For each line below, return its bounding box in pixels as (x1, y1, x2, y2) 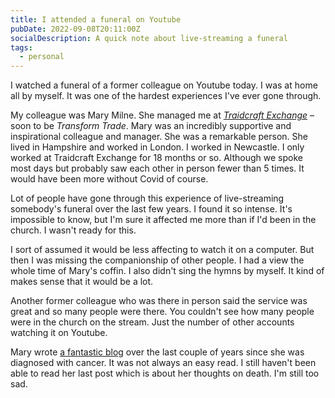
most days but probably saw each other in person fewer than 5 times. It (10, 162, 305, 175)
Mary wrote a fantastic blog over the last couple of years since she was (10, 346, 305, 358)
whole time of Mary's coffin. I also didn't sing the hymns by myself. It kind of (10, 265, 325, 277)
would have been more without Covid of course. (10, 173, 209, 185)
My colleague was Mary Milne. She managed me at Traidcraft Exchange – (10, 109, 315, 121)
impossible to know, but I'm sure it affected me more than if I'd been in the (10, 214, 317, 226)
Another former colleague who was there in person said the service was (10, 295, 308, 307)
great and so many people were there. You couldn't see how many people (10, 306, 315, 318)
